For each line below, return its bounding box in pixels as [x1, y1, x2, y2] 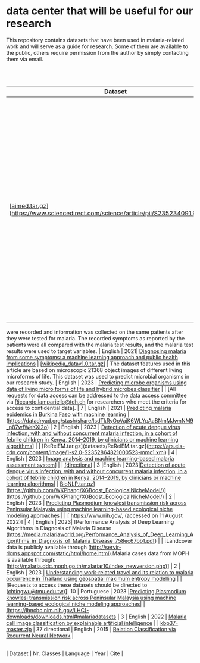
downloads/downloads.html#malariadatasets [6, 613, 117, 620]
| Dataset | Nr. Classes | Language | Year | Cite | [6, 650, 124, 657]
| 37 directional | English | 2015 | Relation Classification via [33, 626, 176, 633]
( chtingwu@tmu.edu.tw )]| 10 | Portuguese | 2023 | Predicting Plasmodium [6, 587, 186, 595]
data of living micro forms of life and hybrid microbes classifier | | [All [6, 385, 176, 392]
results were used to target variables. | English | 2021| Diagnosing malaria [6, 347, 186, 355]
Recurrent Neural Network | [6, 632, 74, 639]
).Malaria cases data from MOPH [109, 549, 189, 557]
